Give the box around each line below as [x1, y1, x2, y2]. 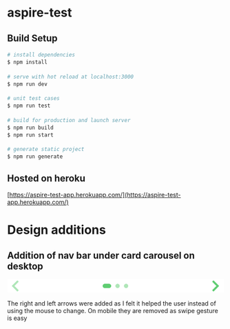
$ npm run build [7, 124, 54, 131]
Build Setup [7, 32, 58, 44]
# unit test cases [7, 95, 60, 102]
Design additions [7, 222, 107, 238]
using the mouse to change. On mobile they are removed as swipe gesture [7, 306, 218, 315]
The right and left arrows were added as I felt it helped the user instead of [7, 299, 217, 308]
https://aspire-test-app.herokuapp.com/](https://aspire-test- [9, 190, 181, 199]
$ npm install [7, 59, 48, 66]
